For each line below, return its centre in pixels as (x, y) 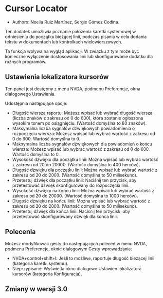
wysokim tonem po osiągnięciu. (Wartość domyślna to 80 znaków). (79, 123)
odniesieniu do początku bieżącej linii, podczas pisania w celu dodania (76, 37)
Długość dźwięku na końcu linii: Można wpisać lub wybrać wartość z (81, 201)
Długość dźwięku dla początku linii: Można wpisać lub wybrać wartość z (85, 170)
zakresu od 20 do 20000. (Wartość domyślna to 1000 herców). (75, 196)
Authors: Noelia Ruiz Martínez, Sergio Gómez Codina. (66, 22)
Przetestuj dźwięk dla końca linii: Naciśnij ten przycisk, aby (71, 211)
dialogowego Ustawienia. (30, 94)
